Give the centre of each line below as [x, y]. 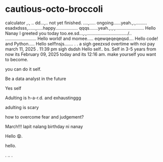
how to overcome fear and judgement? [44, 117]
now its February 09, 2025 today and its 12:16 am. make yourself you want [81, 54]
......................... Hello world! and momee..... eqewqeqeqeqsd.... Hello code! [81, 39]
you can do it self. [23, 69]
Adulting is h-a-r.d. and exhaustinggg [43, 98]
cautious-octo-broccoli [54, 9]
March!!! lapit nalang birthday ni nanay [44, 126]
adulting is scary [22, 107]
